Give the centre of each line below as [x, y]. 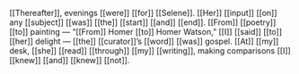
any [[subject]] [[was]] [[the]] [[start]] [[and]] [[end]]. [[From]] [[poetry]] [143, 22]
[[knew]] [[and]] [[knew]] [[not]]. [70, 60]
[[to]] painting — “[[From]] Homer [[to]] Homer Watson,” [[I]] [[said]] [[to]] [146, 32]
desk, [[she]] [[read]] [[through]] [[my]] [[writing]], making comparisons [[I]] [150, 51]
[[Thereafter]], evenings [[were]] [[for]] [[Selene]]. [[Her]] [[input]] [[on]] [143, 13]
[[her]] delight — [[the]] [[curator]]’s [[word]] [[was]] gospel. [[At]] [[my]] [144, 41]
